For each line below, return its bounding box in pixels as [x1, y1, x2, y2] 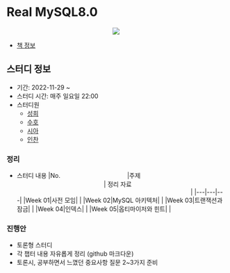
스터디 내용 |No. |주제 [16, 172, 141, 180]
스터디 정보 [6, 63, 51, 75]
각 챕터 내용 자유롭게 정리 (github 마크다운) [16, 249, 134, 258]
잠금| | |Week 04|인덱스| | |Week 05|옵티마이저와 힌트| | [16, 205, 172, 213]
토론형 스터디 [16, 241, 53, 249]
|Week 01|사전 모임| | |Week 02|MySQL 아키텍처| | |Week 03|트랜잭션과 [23, 196, 223, 205]
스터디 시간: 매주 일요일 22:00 [16, 92, 99, 100]
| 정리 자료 [103, 180, 132, 188]
